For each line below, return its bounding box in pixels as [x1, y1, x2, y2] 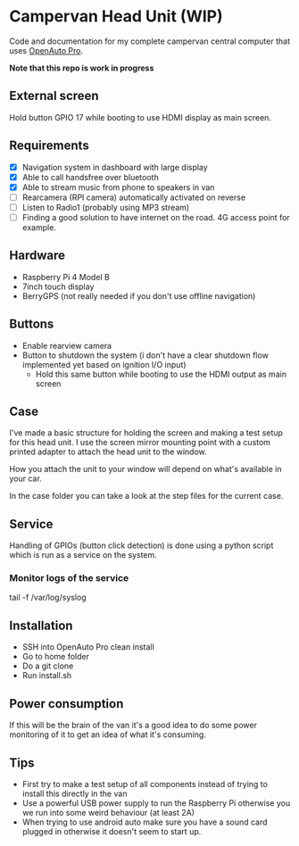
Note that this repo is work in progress [9, 62, 154, 73]
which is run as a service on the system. [9, 550, 158, 560]
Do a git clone [21, 660, 74, 671]
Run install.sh [21, 670, 72, 681]
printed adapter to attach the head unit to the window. [9, 446, 207, 457]
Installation [9, 618, 73, 633]
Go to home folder [21, 651, 89, 662]
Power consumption [9, 696, 124, 711]
